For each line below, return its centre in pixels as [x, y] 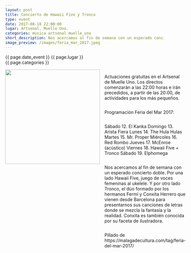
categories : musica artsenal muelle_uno [48, 33]
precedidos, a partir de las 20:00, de [142, 92]
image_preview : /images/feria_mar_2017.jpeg [53, 43]
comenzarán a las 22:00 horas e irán [143, 87]
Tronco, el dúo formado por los [137, 188]
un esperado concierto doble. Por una [144, 172]
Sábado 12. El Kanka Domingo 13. [139, 126]
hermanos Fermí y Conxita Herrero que [145, 194]
